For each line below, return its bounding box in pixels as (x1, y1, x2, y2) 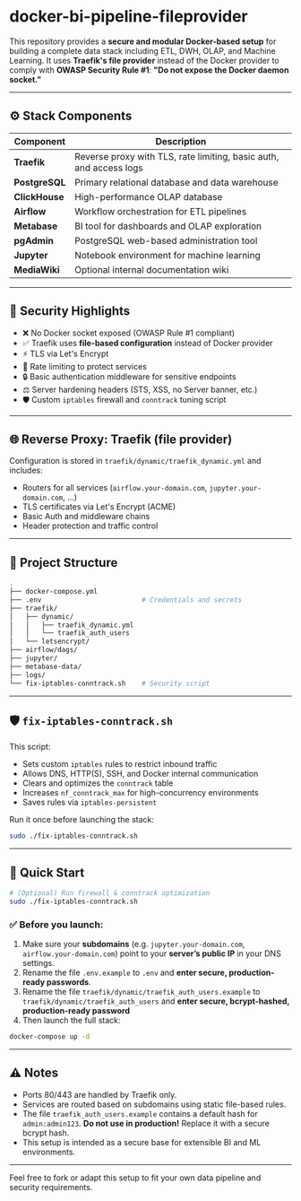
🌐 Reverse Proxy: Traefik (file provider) (9, 431, 233, 447)
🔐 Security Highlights (9, 303, 131, 319)
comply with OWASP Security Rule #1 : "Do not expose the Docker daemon (9, 65, 289, 75)
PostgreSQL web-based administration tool (74, 234, 258, 247)
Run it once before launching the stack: (9, 814, 155, 825)
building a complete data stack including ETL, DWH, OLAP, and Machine (9, 45, 276, 56)
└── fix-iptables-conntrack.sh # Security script (9, 679, 211, 688)
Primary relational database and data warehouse (74, 176, 279, 188)
